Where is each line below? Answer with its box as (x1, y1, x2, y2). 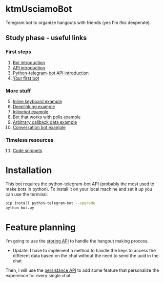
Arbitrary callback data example (12, 119, 77, 125)
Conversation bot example (12, 124, 66, 130)
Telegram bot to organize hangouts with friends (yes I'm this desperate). (5, 20, 151, 25)
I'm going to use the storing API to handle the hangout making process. (5, 238, 149, 244)
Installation (5, 165, 52, 176)
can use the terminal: (5, 192, 48, 197)
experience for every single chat (5, 272, 71, 278)
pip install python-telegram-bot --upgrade (5, 201, 96, 206)
